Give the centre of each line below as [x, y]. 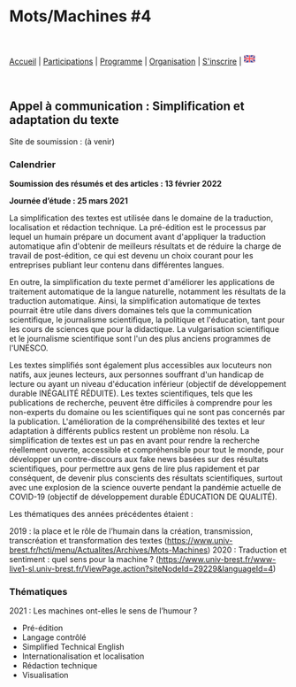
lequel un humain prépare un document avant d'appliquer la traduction [138, 237]
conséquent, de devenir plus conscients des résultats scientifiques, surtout [146, 478]
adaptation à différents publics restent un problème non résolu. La [129, 431]
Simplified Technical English [73, 647]
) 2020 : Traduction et [247, 550]
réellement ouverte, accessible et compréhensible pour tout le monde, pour [147, 450]
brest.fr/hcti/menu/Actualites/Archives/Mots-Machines [109, 550]
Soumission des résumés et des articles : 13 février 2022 [116, 184]
